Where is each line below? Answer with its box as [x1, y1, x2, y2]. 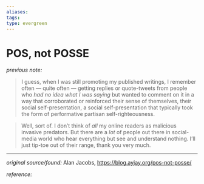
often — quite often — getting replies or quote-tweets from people [21, 84, 188, 92]
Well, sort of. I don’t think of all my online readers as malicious [21, 122, 177, 129]
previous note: [6, 66, 42, 73]
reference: [6, 171, 32, 178]
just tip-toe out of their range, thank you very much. [21, 141, 151, 149]
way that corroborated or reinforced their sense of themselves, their [21, 98, 192, 105]
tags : [6, 15, 20, 21]
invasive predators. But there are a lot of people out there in [21, 129, 171, 136]
